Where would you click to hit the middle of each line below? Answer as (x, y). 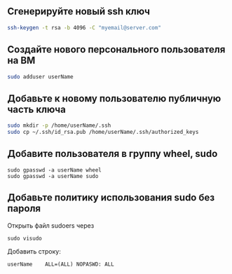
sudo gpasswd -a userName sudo (53, 176)
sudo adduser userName (40, 76)
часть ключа (37, 109)
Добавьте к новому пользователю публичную (114, 98)
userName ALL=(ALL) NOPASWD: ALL (61, 264)
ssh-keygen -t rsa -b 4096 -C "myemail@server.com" (84, 27)
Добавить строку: (34, 251)
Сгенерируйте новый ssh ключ (79, 12)
